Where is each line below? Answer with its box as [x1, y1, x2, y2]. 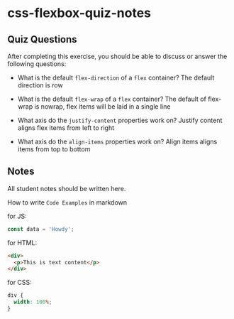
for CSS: [7, 279, 32, 287]
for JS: [7, 212, 27, 220]
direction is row [17, 81, 63, 90]
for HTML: [7, 238, 38, 247]
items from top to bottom [17, 145, 91, 153]
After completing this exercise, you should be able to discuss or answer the [7, 52, 228, 60]
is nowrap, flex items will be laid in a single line [34, 102, 171, 111]
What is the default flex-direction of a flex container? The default [17, 73, 215, 82]
